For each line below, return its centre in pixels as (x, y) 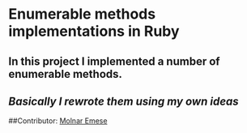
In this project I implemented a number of (114, 61)
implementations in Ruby (94, 31)
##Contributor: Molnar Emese (58, 121)
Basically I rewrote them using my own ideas (123, 101)
